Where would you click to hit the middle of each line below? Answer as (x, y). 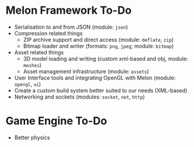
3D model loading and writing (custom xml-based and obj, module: (106, 59)
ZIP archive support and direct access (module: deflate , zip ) (98, 39)
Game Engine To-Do (56, 121)
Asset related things (39, 52)
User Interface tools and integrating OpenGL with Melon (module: (95, 78)
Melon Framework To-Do (69, 10)
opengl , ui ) (28, 84)
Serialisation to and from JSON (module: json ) (71, 27)
